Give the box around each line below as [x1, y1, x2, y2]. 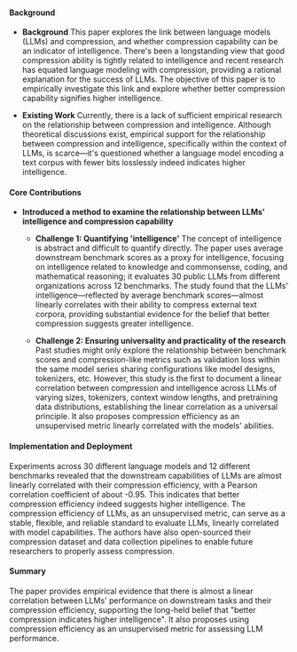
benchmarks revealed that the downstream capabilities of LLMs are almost [9, 470, 282, 481]
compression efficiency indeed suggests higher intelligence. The [9, 498, 246, 509]
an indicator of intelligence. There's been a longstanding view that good [21, 45, 285, 57]
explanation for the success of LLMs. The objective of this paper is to [21, 74, 276, 84]
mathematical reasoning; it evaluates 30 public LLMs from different [35, 271, 281, 282]
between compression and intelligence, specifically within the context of [21, 139, 287, 149]
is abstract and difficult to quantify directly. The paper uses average [35, 243, 284, 253]
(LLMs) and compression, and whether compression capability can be [21, 36, 278, 47]
